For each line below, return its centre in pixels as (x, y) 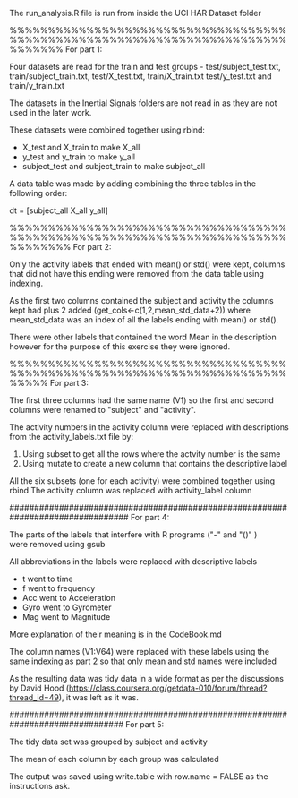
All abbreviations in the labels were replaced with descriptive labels (133, 562)
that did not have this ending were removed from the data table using (136, 274)
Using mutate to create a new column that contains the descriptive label (155, 463)
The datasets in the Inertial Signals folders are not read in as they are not (143, 103)
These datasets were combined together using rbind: (107, 130)
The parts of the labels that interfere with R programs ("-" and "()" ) (133, 535)
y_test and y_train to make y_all (79, 157)
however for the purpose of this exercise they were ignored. (120, 347)
